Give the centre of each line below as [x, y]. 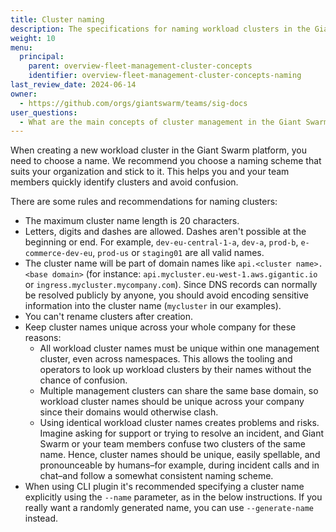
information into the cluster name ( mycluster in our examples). [153, 306]
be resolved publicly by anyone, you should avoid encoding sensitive [166, 295]
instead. [41, 518]
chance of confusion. [83, 380]
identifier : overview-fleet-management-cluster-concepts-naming [165, 76]
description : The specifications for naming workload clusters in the [160, 29]
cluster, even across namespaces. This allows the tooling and [166, 359]
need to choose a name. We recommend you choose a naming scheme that [166, 161]
